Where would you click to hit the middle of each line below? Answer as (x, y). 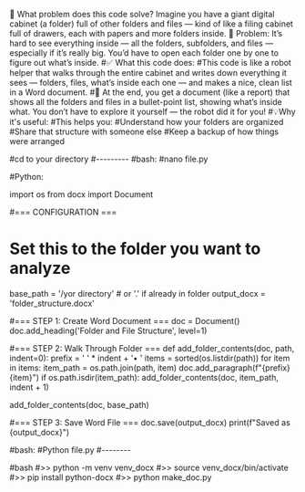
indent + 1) (30, 387)
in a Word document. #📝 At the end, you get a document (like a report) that (150, 92)
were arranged (37, 141)
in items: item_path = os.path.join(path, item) (93, 367)
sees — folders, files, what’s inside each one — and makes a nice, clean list (151, 83)
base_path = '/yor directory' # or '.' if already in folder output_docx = (138, 293)
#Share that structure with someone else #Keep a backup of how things (144, 131)
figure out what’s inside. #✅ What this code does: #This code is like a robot (150, 63)
